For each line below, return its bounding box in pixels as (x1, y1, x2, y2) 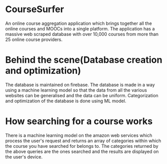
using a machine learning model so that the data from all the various (5, 87, 147, 93)
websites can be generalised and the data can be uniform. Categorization (5, 92, 158, 98)
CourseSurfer (5, 4, 64, 15)
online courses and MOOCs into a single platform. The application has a (5, 25, 155, 31)
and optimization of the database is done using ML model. (5, 98, 127, 104)
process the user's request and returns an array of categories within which (5, 138, 161, 144)
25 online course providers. (5, 36, 63, 43)
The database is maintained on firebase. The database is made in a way (5, 81, 155, 88)
